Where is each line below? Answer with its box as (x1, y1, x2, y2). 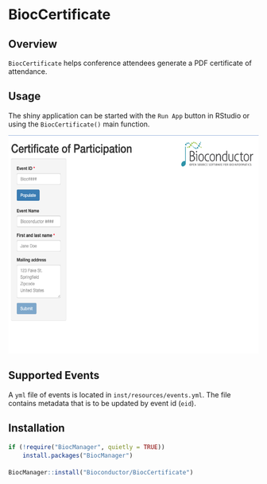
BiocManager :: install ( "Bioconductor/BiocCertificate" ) (8, 469, 194, 477)
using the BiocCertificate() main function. (8, 119, 150, 129)
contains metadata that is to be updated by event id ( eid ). (8, 398, 196, 408)
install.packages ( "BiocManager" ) (22, 451, 133, 460)
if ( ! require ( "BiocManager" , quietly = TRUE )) (8, 443, 165, 451)
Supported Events (8, 369, 100, 382)
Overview (8, 37, 58, 51)
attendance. (8, 67, 48, 76)
